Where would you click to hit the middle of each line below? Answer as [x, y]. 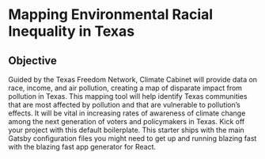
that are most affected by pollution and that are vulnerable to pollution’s [125, 105]
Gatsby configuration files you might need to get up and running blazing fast [132, 138]
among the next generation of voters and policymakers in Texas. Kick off [127, 121]
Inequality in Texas [72, 31]
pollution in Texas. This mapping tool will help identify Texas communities [128, 96]
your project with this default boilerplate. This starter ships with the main [127, 130]
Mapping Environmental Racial [111, 15]
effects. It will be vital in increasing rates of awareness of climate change [127, 113]
